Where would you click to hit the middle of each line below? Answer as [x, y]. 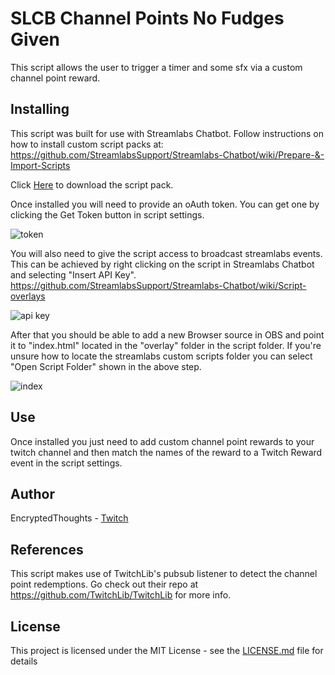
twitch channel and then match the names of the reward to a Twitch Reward [166, 452]
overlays [28, 296]
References [47, 549]
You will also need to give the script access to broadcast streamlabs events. [166, 253]
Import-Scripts [40, 165]
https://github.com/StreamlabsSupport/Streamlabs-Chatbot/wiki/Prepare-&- [167, 154]
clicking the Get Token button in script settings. [107, 214]
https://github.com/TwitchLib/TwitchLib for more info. [121, 595]
